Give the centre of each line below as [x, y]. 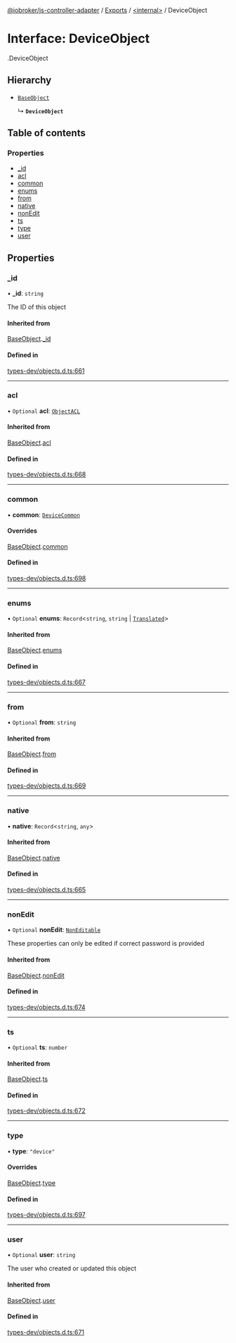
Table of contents [46, 133]
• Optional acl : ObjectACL [44, 411]
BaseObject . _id [29, 339]
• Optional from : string [42, 722]
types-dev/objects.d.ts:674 [46, 1007]
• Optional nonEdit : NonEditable [54, 930]
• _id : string [26, 293]
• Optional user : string [41, 1255]
